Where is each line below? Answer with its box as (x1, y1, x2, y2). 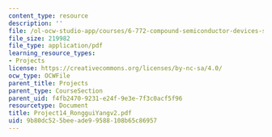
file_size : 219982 (8, 34, 70, 43)
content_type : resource (8, 11, 89, 20)
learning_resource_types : (8, 49, 96, 57)
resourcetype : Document (8, 102, 89, 110)
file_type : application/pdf (8, 42, 104, 50)
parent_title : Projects (8, 79, 89, 87)
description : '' (8, 19, 63, 27)
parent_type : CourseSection (8, 86, 104, 95)
